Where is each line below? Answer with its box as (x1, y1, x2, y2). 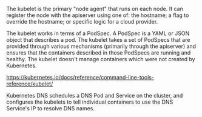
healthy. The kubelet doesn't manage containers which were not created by (6, 56, 195, 62)
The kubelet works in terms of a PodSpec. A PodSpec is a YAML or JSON (6, 30, 190, 37)
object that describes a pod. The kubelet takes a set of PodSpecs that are (6, 36, 190, 43)
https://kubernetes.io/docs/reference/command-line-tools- (6, 74, 155, 81)
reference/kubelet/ (6, 80, 53, 87)
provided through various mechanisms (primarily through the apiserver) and (6, 42, 196, 50)
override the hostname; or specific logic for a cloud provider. (6, 18, 158, 25)
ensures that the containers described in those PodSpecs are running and (6, 49, 191, 56)
